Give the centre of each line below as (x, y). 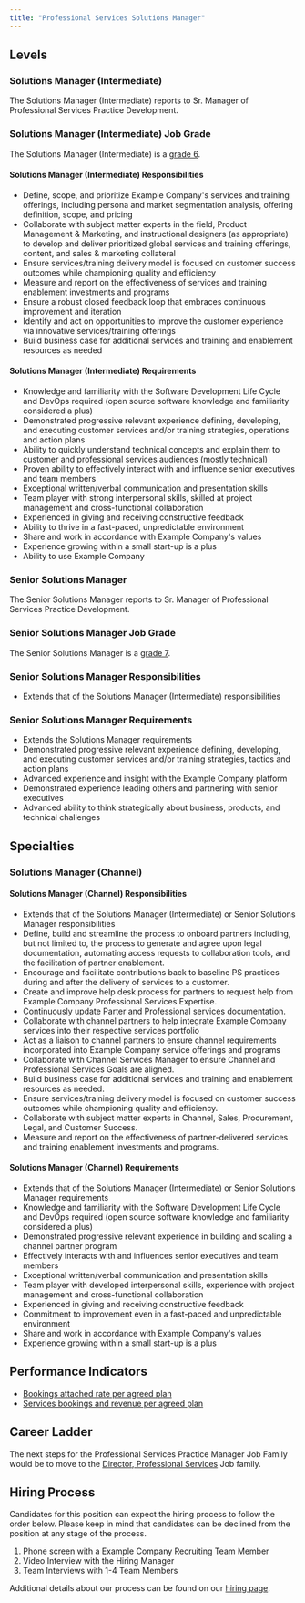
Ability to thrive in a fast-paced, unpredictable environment (133, 527)
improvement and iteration (72, 311)
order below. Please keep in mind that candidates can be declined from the (150, 1524)
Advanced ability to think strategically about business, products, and (151, 807)
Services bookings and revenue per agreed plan (113, 1403)
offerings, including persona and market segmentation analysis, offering (158, 204)
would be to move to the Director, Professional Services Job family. (135, 1463)
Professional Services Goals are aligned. (98, 1069)
